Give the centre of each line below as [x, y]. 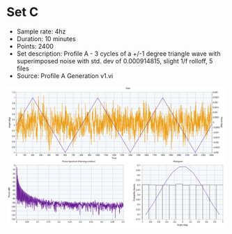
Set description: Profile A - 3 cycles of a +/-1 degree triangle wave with [118, 54]
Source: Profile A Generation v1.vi [65, 76]
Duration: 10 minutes [46, 38]
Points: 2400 [35, 46]
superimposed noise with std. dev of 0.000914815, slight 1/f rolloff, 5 [115, 61]
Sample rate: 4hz [41, 31]
